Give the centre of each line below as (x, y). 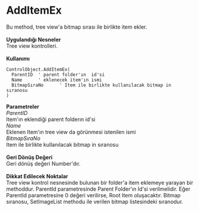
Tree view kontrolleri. (32, 46)
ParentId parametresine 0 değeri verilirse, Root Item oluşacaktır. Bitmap (94, 195)
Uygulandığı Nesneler (34, 39)
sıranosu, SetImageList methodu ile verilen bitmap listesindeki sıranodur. (95, 201)
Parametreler (23, 106)
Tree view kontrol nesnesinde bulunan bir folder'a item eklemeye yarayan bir (100, 182)
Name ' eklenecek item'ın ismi (57, 80)
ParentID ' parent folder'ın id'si (58, 75)
